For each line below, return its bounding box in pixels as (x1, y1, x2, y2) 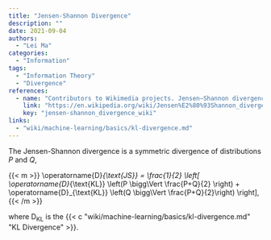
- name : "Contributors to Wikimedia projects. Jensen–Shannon (15, 94, 229, 102)
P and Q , (8, 155, 38, 164)
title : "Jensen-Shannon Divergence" (8, 11, 131, 20)
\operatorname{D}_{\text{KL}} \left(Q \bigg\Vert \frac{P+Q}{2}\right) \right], (8, 187, 260, 197)
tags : (8, 64, 27, 72)
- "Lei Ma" (15, 42, 52, 50)
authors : (8, 34, 38, 43)
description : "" (8, 19, 63, 27)
